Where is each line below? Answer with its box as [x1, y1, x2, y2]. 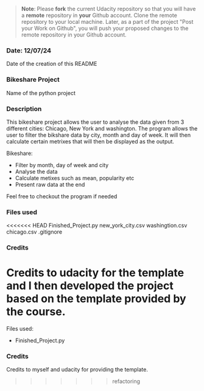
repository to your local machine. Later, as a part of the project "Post [21, 18, 194, 25]
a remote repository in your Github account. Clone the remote [21, 12, 178, 19]
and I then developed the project [6, 279, 174, 293]
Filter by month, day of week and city [15, 161, 109, 168]
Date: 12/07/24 [6, 46, 52, 54]
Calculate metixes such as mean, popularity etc [15, 174, 135, 182]
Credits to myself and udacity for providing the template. [6, 366, 148, 373]
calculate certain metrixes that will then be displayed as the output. [6, 137, 175, 145]
